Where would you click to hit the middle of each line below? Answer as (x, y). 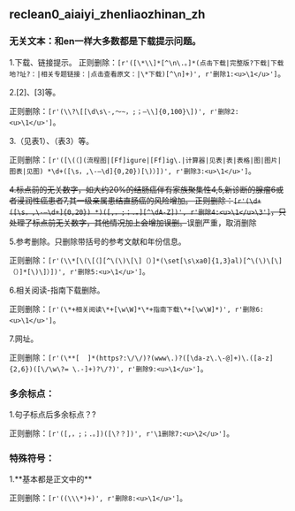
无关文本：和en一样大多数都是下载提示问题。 (105, 42)
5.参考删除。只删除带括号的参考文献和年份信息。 (98, 241)
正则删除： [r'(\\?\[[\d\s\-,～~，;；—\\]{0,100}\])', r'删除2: (124, 111)
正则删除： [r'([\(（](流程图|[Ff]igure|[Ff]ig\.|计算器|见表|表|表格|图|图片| (145, 159)
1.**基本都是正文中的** (51, 479)
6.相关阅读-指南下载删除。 (57, 290)
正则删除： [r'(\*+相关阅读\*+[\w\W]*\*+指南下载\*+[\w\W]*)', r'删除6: (136, 309)
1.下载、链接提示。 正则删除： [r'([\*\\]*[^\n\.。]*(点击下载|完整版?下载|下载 (147, 62)
